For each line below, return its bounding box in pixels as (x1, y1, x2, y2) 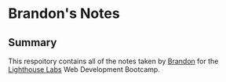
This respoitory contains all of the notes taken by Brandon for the (8, 56, 219, 66)
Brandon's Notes (8, 5, 120, 23)
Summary (8, 36, 57, 49)
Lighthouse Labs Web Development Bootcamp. (8, 65, 161, 74)
